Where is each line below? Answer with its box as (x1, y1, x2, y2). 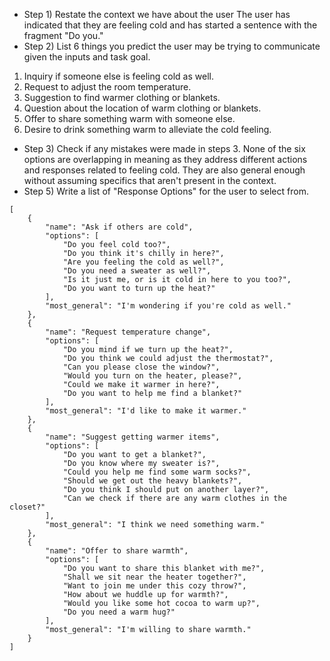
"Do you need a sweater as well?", (62, 266, 212, 276)
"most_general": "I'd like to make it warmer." (45, 406, 247, 416)
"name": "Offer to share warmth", (45, 546, 189, 556)
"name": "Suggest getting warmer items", (45, 432, 221, 442)
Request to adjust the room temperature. (23, 81, 192, 93)
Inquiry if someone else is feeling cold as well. (23, 70, 214, 82)
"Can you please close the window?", (62, 362, 221, 372)
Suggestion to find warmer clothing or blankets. (23, 92, 221, 103)
